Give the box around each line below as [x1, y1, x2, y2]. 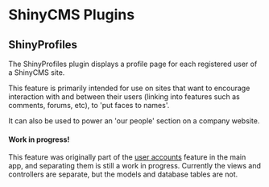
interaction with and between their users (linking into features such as [8, 92, 240, 102]
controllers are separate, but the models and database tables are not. [8, 169, 238, 179]
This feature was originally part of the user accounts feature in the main [8, 152, 246, 162]
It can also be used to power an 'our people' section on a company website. [8, 116, 260, 126]
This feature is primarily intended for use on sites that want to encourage [8, 83, 250, 93]
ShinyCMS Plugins [8, 6, 135, 24]
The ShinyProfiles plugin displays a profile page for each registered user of [8, 59, 258, 69]
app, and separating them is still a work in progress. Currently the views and [8, 161, 262, 171]
